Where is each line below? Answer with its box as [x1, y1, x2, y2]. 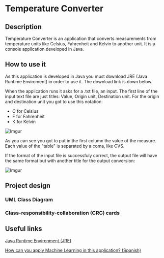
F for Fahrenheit [12, 113, 45, 119]
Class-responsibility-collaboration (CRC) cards [5, 210, 120, 217]
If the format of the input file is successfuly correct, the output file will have [5, 152, 158, 158]
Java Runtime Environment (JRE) [5, 237, 72, 244]
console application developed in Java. [5, 46, 84, 52]
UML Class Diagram [5, 196, 53, 203]
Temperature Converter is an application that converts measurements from [5, 35, 157, 41]
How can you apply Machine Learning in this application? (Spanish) [5, 247, 141, 253]
